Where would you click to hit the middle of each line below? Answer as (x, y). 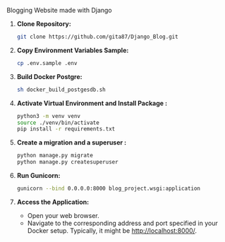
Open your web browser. (63, 215)
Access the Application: (53, 202)
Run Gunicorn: (38, 175)
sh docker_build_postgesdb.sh (61, 90)
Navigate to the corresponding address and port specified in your (122, 223)
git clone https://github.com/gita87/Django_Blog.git (97, 37)
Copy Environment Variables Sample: (73, 50)
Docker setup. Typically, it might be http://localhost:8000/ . (112, 230)
